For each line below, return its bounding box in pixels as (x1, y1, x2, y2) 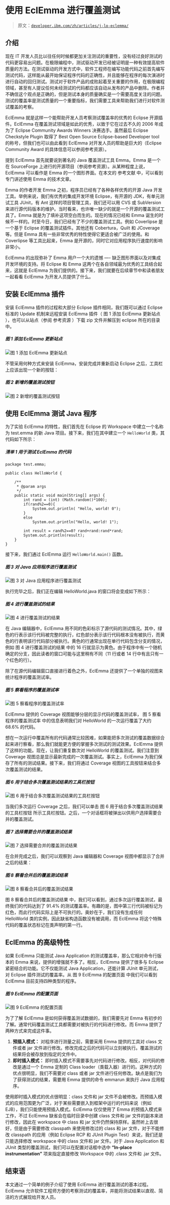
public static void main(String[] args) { (14, 493, 105, 498)
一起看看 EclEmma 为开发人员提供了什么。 (5, 273, 94, 279)
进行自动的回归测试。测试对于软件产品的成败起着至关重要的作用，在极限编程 (5, 78, 165, 84)
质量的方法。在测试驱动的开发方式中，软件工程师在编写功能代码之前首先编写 (5, 65, 165, 71)
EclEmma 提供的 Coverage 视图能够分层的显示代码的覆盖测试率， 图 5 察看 (5, 711, 161, 717)
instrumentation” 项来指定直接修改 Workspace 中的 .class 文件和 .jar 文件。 (5, 1150, 164, 1156)
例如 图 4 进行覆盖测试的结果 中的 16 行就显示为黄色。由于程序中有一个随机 (5, 644, 162, 650)
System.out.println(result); (23, 533, 85, 538)
